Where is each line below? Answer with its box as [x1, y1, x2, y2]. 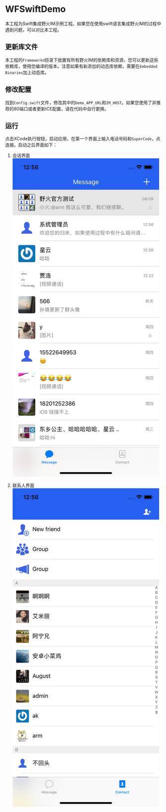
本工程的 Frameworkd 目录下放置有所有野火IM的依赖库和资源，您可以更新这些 [5, 57, 159, 63]
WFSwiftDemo [5, 3, 66, 15]
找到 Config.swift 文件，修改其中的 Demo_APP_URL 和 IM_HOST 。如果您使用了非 [5, 100, 157, 105]
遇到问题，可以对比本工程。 [5, 26, 62, 33]
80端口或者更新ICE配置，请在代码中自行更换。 [13, 105, 109, 111]
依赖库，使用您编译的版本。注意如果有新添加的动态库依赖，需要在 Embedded [5, 63, 158, 69]
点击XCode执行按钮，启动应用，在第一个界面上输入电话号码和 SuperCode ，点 [5, 136, 161, 142]
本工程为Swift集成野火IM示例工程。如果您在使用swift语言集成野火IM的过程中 [5, 20, 162, 26]
